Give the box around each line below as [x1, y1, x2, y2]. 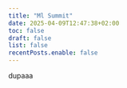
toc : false [8, 26, 45, 34]
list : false [8, 42, 48, 50]
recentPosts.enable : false [8, 49, 98, 57]
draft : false [8, 34, 52, 42]
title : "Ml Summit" [8, 11, 73, 20]
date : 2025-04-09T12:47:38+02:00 [8, 19, 120, 27]
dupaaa [8, 71, 34, 80]
